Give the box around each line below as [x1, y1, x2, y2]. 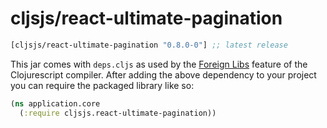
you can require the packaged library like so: [10, 79, 195, 91]
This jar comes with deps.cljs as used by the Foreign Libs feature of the [10, 58, 308, 70]
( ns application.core [10, 98, 101, 109]
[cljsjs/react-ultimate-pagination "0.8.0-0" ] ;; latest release [10, 40, 288, 50]
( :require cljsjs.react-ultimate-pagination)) [19, 108, 217, 118]
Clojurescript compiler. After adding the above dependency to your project [10, 68, 317, 81]
